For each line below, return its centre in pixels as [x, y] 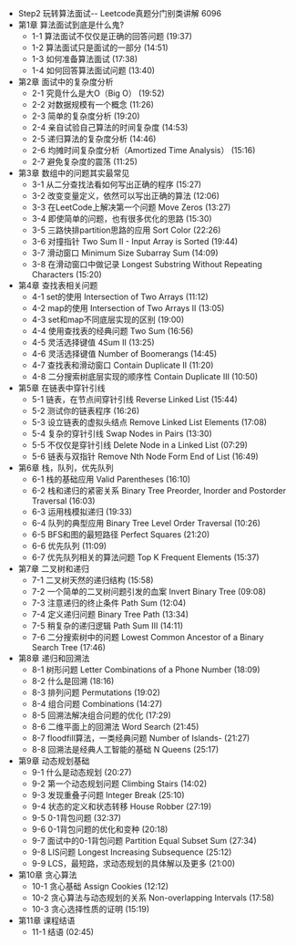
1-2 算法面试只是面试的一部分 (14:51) [100, 47]
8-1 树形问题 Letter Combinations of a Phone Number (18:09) [146, 670]
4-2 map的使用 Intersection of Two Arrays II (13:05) [128, 308]
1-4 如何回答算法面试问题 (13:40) [93, 70]
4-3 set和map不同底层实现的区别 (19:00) [108, 319]
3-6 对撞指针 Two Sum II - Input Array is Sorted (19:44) [135, 241]
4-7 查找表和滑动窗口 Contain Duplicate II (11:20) [122, 365]
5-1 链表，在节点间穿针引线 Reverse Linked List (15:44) [135, 399]
